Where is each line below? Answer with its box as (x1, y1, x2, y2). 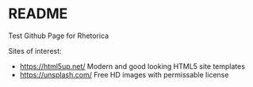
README (8, 5, 68, 23)
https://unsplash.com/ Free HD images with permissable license (19, 70, 229, 79)
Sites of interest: (8, 46, 62, 55)
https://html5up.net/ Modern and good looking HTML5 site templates (19, 61, 246, 71)
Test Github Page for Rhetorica (8, 31, 109, 40)
